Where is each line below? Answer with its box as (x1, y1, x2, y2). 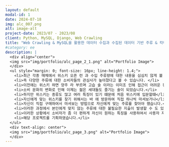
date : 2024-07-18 (5, 17, 42, 22)
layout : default (5, 7, 39, 13)
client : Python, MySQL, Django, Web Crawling (5, 36, 102, 41)
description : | (5, 50, 37, 55)
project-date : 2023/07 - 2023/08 (5, 31, 75, 36)
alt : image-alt (5, 26, 37, 31)
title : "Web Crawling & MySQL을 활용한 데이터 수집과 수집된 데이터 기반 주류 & (5, 40, 157, 45)
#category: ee (5, 45, 35, 50)
